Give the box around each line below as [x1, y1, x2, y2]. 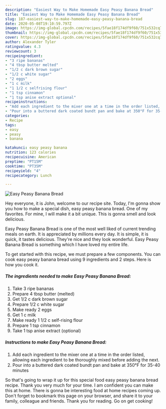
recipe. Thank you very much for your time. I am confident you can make [5, 382, 154, 388]
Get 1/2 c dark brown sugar [12, 296, 68, 302]
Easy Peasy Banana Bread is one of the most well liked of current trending [5, 226, 156, 232]
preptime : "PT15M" [5, 159, 43, 164]
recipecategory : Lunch [5, 173, 52, 178]
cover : [5, 35, 19, 40]
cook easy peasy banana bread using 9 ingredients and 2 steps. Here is [5, 256, 152, 263]
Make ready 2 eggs [12, 307, 52, 313]
